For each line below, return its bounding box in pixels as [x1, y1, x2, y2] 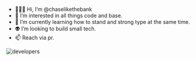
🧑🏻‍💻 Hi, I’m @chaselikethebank [14, 6, 93, 13]
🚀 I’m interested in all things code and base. [14, 12, 122, 19]
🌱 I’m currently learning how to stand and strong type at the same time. [14, 19, 190, 25]
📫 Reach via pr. [14, 34, 55, 41]
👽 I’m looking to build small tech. [14, 25, 96, 32]
